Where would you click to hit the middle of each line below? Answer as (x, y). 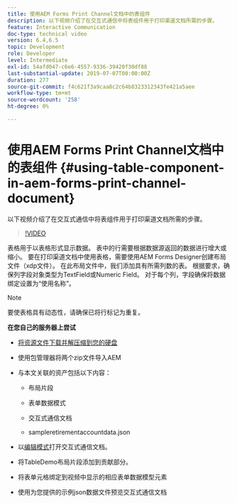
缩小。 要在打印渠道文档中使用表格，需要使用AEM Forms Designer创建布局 (117, 256)
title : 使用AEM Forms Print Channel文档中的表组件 (79, 14)
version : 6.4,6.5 (33, 40)
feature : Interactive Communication (61, 27)
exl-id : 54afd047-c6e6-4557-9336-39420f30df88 (77, 67)
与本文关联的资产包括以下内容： (64, 372)
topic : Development (36, 47)
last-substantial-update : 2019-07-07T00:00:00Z (79, 73)
